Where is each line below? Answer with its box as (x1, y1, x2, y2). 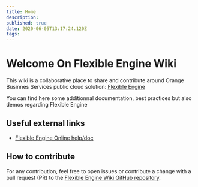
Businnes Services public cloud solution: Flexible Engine (6, 83, 146, 91)
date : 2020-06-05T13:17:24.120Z (6, 25, 87, 32)
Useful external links (6, 118, 85, 129)
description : (6, 14, 39, 20)
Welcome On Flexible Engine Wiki (6, 57, 177, 71)
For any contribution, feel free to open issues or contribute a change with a (6, 167, 191, 174)
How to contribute (6, 152, 76, 162)
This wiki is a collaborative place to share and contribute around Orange (6, 77, 184, 84)
